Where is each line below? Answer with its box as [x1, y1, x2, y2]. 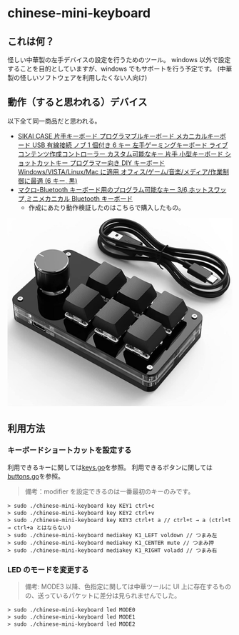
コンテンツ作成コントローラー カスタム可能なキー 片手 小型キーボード [17, 149, 223, 158]
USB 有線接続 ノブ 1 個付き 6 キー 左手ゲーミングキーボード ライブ [31, 141, 228, 149]
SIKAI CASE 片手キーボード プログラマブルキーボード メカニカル [17, 131, 208, 140]
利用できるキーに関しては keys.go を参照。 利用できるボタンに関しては [7, 463, 213, 471]
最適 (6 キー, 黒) [30, 176, 78, 185]
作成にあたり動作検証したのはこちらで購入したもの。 [28, 203, 185, 211]
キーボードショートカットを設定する [7, 445, 132, 455]
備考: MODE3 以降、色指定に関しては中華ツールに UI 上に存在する [24, 582, 219, 591]
